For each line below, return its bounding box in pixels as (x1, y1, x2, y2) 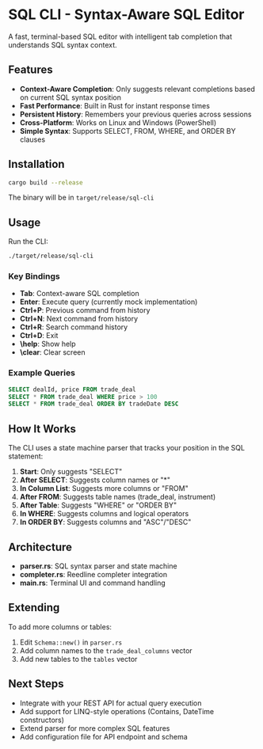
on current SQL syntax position (19, 93, 121, 102)
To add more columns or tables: (8, 622, 112, 631)
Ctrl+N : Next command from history (19, 314, 139, 324)
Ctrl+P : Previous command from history (19, 306, 151, 315)
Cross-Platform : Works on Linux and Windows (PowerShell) (19, 117, 217, 127)
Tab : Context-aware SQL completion (19, 289, 140, 298)
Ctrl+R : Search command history (19, 322, 128, 332)
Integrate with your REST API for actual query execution (19, 698, 202, 708)
